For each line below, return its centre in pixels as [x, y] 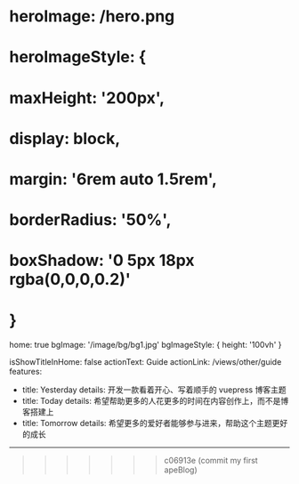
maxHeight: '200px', [87, 97]
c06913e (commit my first [211, 461]
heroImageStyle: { [78, 57]
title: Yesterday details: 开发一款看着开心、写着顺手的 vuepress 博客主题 [154, 390]
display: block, [65, 138]
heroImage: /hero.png [92, 16]
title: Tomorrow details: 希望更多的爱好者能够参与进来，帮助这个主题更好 [155, 423]
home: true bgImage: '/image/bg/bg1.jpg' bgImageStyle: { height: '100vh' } [145, 345]
